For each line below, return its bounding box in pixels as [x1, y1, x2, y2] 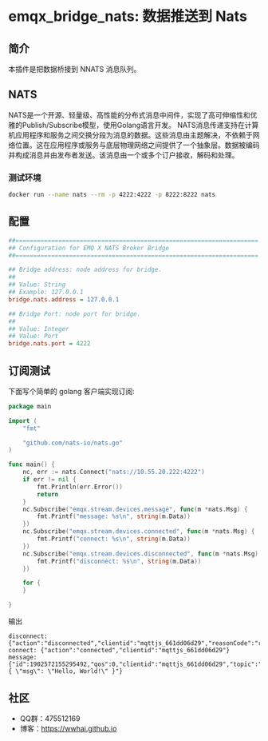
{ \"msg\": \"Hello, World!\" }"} [8, 667, 124, 675]
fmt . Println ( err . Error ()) [37, 483, 124, 491]
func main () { [8, 460, 56, 468]
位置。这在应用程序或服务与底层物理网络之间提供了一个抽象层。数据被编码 [14, 140, 260, 149]
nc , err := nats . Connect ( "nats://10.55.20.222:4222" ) [22, 468, 205, 476]
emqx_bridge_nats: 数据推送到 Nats [8, 7, 247, 26]
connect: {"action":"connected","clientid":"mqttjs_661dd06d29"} [8, 647, 230, 655]
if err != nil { [22, 476, 77, 484]
